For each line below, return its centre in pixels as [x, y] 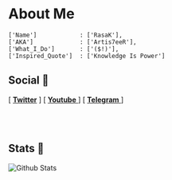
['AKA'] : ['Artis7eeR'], [72, 42]
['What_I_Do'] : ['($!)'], [64, 49]
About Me [41, 14]
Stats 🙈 [26, 149]
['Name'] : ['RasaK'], [66, 35]
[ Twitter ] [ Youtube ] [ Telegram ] [66, 100]
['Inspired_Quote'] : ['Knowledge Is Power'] [87, 56]
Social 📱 [29, 80]
